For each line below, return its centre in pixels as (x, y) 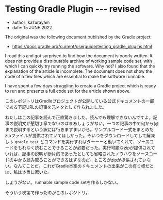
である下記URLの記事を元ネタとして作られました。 (56, 107)
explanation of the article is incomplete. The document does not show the (79, 71)
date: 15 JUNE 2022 (32, 27)
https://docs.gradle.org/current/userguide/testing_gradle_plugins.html (82, 46)
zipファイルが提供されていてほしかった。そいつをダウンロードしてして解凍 (80, 135)
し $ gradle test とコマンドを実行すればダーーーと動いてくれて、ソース (77, 141)
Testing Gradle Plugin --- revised (73, 9)
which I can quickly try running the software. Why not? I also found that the (80, 66)
